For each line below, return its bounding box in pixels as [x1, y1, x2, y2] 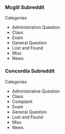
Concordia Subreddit [5, 68, 55, 75]
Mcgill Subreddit [5, 4, 45, 11]
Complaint [12, 98, 33, 104]
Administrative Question [12, 88, 60, 94]
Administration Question [12, 24, 60, 30]
